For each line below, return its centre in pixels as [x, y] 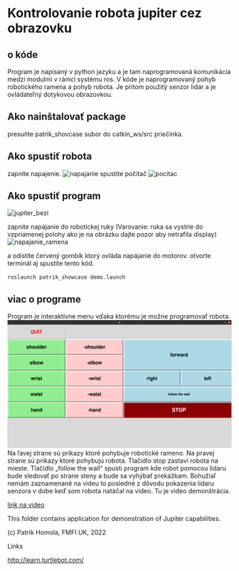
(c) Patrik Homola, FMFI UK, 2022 [57, 533]
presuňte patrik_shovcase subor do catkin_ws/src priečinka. [95, 134]
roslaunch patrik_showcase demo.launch [67, 277]
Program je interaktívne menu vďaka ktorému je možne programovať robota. [119, 317]
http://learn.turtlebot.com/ [46, 560]
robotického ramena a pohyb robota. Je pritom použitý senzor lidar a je [112, 87]
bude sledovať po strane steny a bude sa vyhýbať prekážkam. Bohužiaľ [112, 476]
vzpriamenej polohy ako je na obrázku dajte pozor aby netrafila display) [112, 235]
